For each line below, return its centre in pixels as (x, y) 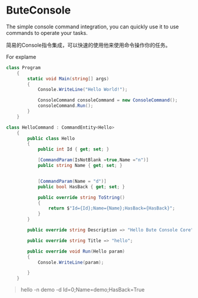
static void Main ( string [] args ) (68, 78)
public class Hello (51, 138)
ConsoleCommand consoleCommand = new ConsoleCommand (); (108, 100)
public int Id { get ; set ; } (73, 149)
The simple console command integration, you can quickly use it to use (93, 27)
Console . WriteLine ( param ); (71, 262)
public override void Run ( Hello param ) (76, 251)
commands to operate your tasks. (47, 32)
